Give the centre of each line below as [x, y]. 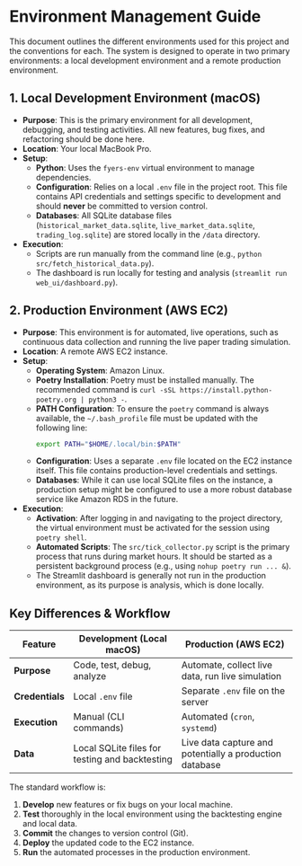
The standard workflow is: [58, 787]
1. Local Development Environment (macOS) [135, 98]
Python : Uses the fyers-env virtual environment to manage [145, 167]
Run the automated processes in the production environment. [136, 853]
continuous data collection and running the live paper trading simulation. [156, 341]
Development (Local [123, 639]
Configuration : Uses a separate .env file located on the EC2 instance [164, 461]
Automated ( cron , [218, 717]
